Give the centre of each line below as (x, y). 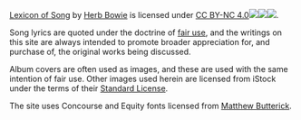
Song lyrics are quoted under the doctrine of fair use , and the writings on (146, 32)
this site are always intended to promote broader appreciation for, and (140, 42)
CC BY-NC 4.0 (222, 15)
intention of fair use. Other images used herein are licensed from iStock (143, 78)
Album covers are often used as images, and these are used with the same (149, 69)
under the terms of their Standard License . (89, 88)
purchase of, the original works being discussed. (101, 51)
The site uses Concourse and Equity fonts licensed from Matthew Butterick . (150, 106)
